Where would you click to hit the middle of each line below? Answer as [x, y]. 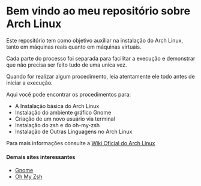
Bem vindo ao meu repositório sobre [98, 11]
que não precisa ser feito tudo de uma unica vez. [67, 65]
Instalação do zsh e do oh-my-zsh [57, 125]
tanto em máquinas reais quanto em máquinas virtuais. [74, 47]
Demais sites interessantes [41, 157]
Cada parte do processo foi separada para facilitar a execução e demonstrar [101, 58]
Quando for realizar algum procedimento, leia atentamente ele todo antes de [100, 76]
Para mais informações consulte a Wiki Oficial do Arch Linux [81, 143]
